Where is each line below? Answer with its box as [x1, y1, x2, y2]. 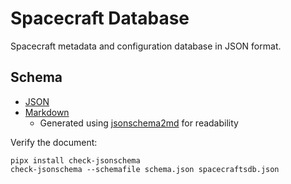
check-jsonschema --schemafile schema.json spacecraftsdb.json [10, 164, 280, 174]
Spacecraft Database [10, 7, 190, 30]
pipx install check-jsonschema [10, 155, 141, 166]
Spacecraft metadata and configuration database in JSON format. [10, 40, 282, 52]
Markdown [24, 106, 70, 118]
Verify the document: [10, 136, 98, 148]
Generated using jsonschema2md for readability [39, 117, 239, 129]
